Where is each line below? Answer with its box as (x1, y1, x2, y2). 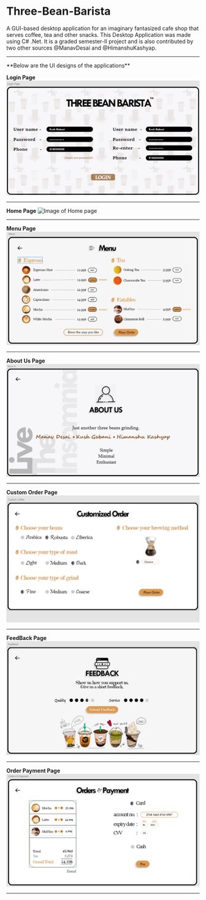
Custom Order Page (6, 489, 58, 496)
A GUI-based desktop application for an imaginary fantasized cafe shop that (6, 25, 199, 32)
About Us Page (6, 357, 45, 364)
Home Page (6, 207, 37, 215)
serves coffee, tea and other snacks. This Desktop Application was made (6, 31, 191, 38)
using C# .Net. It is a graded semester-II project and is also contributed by (6, 37, 194, 45)
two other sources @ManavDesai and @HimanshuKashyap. (6, 44, 157, 52)
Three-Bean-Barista (6, 4, 111, 18)
